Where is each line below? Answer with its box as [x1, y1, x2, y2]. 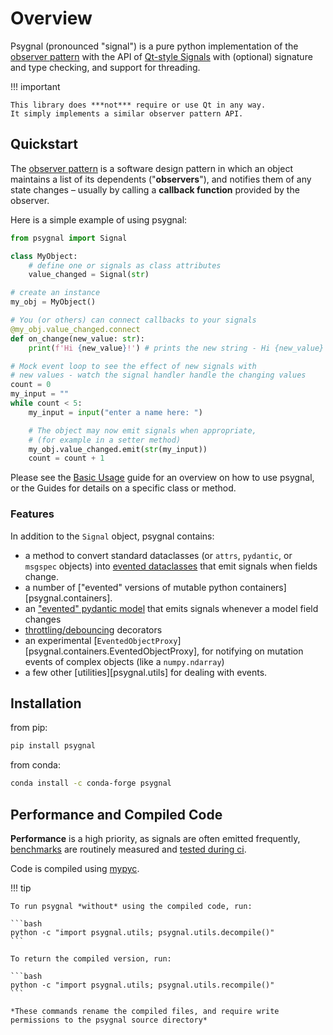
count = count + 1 [28, 453, 105, 464]
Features [10, 507, 55, 521]
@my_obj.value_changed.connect [10, 324, 141, 334]
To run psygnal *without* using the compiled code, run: [10, 901, 253, 911]
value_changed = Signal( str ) [28, 270, 150, 280]
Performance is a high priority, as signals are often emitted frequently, [10, 832, 301, 844]
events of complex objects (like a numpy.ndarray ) [24, 655, 225, 667]
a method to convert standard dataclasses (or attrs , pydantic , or [24, 549, 293, 561]
